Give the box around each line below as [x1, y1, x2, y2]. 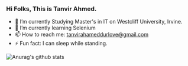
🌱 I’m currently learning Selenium [14, 24, 96, 31]
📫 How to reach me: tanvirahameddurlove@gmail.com [14, 31, 149, 38]
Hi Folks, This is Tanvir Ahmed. [6, 5, 97, 13]
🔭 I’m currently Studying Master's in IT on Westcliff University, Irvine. [14, 18, 183, 25]
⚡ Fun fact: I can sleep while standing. [14, 40, 108, 47]
